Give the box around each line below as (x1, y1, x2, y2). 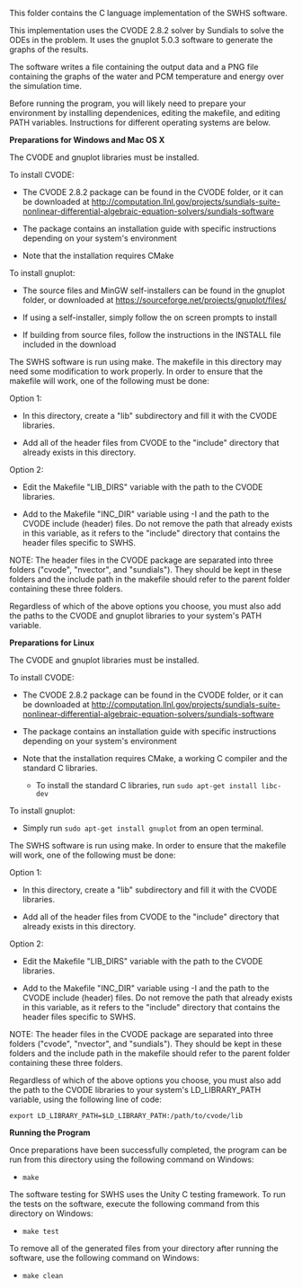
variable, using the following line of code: (9, 1094, 162, 1105)
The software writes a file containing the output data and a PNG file (9, 62, 259, 72)
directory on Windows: (9, 1208, 93, 1219)
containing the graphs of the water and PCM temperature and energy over (9, 71, 285, 82)
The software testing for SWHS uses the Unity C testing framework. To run (9, 1189, 286, 1199)
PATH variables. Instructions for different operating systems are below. (9, 117, 271, 128)
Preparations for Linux (9, 637, 95, 648)
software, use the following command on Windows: (9, 1253, 200, 1263)
